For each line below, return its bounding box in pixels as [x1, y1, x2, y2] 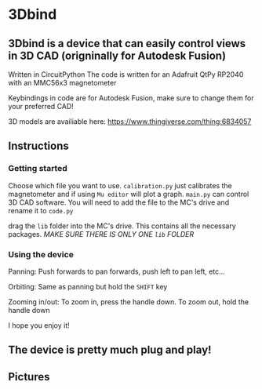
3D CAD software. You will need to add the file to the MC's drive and [8, 198, 230, 207]
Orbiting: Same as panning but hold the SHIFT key [8, 282, 168, 291]
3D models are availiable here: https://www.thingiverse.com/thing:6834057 [8, 117, 252, 126]
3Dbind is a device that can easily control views [8, 37, 246, 50]
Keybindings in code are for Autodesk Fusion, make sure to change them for [8, 93, 255, 103]
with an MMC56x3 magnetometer [8, 78, 117, 87]
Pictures [8, 370, 50, 384]
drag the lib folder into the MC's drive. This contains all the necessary [8, 221, 237, 231]
